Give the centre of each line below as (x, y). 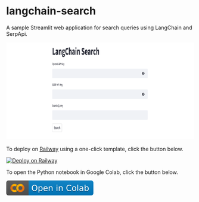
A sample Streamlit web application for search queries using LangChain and (99, 27)
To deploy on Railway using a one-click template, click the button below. (95, 149)
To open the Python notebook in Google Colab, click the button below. (92, 172)
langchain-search (51, 11)
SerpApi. (17, 33)
